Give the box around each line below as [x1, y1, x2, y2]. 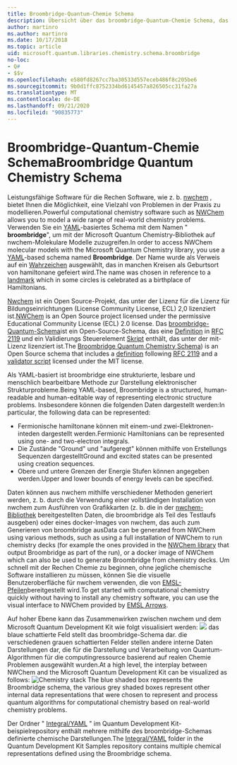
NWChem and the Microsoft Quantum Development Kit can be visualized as [7, 667, 228, 676]
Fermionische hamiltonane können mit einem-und [17, 421, 162, 430]
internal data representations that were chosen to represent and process [7, 690, 219, 699]
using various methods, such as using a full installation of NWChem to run [7, 533, 222, 542]
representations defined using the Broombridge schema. [7, 749, 172, 757]
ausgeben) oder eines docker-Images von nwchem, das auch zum [7, 518, 200, 527]
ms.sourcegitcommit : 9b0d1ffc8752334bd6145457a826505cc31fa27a [7, 83, 197, 90]
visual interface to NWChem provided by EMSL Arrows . [7, 600, 169, 609]
